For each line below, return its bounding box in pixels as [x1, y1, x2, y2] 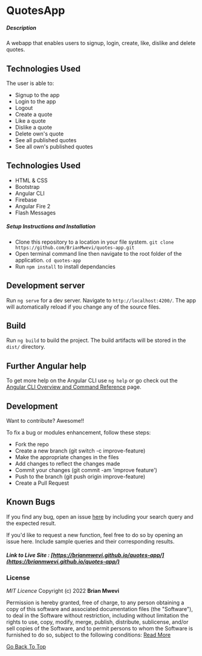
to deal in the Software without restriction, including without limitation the [6, 612, 189, 620]
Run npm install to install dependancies [15, 262, 116, 270]
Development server [6, 281, 85, 291]
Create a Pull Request [15, 479, 70, 487]
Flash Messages [15, 209, 56, 216]
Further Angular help [6, 361, 86, 371]
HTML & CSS [15, 177, 48, 184]
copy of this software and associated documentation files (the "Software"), [6, 606, 194, 613]
